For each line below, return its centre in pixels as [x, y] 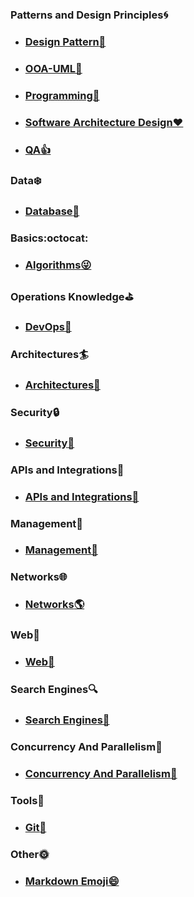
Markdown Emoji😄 [72, 881]
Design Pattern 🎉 [65, 41]
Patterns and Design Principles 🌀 [89, 15]
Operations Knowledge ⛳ [72, 297]
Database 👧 [52, 211]
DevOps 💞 [48, 327]
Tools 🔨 [27, 800]
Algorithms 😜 [58, 265]
